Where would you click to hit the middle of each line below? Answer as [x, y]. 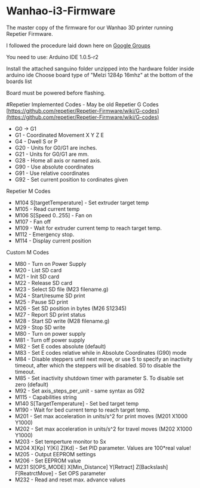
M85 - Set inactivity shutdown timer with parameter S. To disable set [99, 378]
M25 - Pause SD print [41, 302]
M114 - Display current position [53, 241]
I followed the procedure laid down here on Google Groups [78, 45]
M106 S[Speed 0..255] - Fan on [53, 215]
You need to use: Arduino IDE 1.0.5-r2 [52, 57]
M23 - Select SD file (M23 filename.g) [61, 289]
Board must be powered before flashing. [56, 93]
